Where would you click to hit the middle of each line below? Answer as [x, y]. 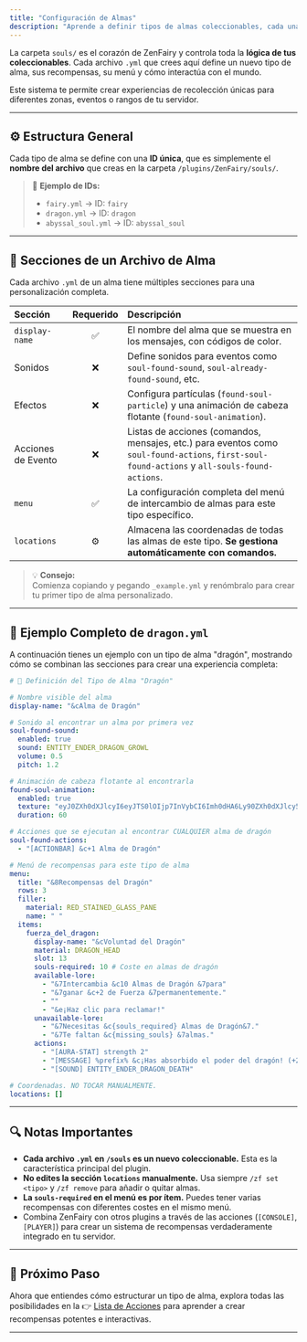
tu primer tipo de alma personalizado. [102, 596]
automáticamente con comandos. [202, 553]
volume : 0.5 [41, 756]
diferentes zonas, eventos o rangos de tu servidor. [104, 99]
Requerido [95, 314]
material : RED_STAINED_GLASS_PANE [91, 908]
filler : [32, 899]
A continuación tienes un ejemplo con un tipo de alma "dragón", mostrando [151, 654]
